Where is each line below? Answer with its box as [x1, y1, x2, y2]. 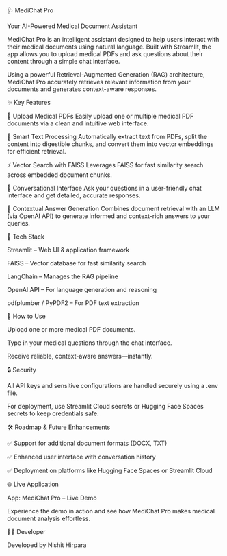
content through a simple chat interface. [7, 58, 120, 65]
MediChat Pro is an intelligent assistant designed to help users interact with [7, 36, 219, 43]
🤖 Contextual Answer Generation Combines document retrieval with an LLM [7, 205, 220, 213]
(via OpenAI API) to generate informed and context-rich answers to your [7, 212, 211, 220]
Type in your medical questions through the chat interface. [7, 339, 172, 347]
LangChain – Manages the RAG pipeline [7, 272, 118, 280]
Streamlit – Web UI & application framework [7, 246, 130, 254]
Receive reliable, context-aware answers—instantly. [7, 352, 153, 360]
